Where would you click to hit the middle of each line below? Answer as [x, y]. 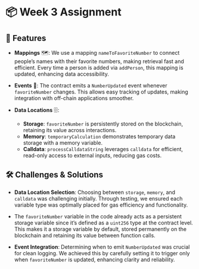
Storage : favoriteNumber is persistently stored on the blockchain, [103, 124]
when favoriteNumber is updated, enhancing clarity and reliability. [94, 259]
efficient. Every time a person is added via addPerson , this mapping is [99, 68]
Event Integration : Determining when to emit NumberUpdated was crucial [102, 247]
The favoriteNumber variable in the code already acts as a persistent [98, 216]
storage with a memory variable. [63, 143]
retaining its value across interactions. [70, 130]
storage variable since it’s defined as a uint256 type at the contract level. [103, 223]
